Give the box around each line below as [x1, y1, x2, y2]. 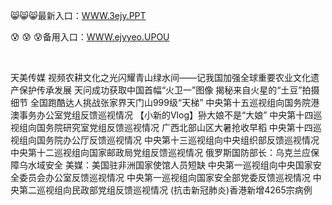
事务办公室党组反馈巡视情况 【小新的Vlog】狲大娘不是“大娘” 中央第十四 [18, 109, 314, 121]
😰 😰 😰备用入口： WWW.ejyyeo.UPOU [10, 31, 170, 43]
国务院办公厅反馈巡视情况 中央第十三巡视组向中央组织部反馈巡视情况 [36, 134, 320, 146]
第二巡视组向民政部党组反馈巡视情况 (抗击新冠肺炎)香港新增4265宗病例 [18, 184, 313, 196]
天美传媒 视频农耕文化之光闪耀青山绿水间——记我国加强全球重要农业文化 [10, 72, 311, 83]
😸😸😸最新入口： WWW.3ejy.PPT [10, 10, 147, 21]
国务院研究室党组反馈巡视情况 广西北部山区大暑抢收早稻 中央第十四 [36, 122, 313, 133]
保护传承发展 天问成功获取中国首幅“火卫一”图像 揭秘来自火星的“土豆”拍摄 [18, 84, 320, 96]
